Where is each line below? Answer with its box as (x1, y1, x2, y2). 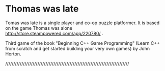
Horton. (5, 51, 21, 57)
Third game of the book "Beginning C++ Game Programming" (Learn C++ (5, 40, 160, 46)
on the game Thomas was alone (5, 25, 73, 31)
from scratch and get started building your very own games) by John (5, 45, 150, 51)
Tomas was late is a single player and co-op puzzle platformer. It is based (5, 20, 160, 26)
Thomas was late (5, 3, 79, 15)
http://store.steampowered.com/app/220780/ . (5, 30, 103, 36)
